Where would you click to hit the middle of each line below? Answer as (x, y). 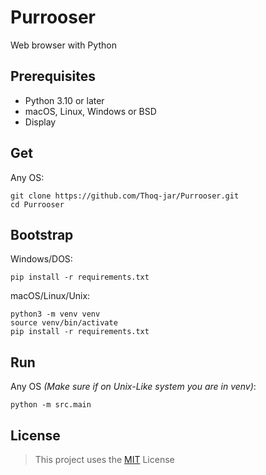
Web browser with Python (63, 45)
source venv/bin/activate (64, 323)
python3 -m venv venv (55, 314)
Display (40, 122)
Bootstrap (42, 234)
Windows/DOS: (41, 259)
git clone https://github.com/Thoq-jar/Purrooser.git (125, 196)
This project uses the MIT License (104, 459)
